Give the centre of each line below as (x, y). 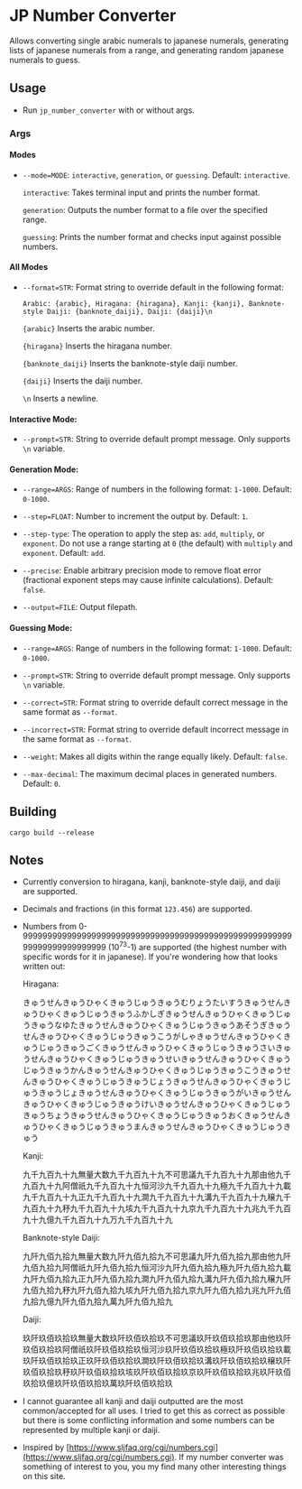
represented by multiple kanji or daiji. (91, 1429)
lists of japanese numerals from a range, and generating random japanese (146, 50)
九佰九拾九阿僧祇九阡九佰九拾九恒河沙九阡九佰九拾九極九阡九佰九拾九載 (156, 1267)
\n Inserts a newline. (60, 399)
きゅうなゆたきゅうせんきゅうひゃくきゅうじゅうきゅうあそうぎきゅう (160, 1024)
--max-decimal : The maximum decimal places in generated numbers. (150, 773)
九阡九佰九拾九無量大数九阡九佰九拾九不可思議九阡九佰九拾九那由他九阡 (156, 1256)
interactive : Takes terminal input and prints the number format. (141, 192)
